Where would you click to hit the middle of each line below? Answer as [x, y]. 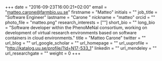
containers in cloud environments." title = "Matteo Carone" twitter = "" [76, 38]
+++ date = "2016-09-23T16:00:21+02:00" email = [56, 7]
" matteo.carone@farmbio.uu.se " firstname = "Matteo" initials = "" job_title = [81, 12]
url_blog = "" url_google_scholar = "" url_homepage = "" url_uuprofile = [77, 43]
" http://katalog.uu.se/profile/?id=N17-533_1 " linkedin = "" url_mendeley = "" [81, 48]
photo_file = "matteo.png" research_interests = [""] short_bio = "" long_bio [80, 22]
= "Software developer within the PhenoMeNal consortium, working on [76, 28]
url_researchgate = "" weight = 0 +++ [43, 53]
